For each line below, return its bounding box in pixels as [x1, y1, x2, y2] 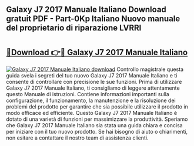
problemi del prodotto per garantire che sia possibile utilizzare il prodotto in [6, 103, 188, 110]
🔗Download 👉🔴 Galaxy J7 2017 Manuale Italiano [6, 47, 188, 57]
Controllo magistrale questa [116, 66, 184, 73]
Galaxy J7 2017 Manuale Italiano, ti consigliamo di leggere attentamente [6, 84, 180, 91]
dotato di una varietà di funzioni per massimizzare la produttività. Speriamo [6, 116, 188, 123]
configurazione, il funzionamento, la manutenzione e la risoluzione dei [6, 97, 176, 104]
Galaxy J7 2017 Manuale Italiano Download [6, 5, 166, 15]
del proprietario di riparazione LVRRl [6, 23, 142, 33]
